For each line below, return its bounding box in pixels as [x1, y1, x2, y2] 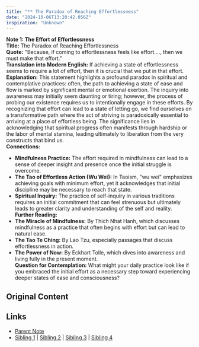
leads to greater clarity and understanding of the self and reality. [14, 205, 172, 212]
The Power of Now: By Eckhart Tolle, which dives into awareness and [14, 249, 185, 256]
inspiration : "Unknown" [6, 20, 65, 26]
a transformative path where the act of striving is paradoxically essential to [6, 112, 188, 119]
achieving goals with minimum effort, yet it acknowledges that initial [14, 180, 181, 187]
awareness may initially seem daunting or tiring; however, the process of [6, 93, 183, 100]
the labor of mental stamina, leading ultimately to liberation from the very [6, 130, 184, 138]
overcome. [14, 167, 41, 174]
